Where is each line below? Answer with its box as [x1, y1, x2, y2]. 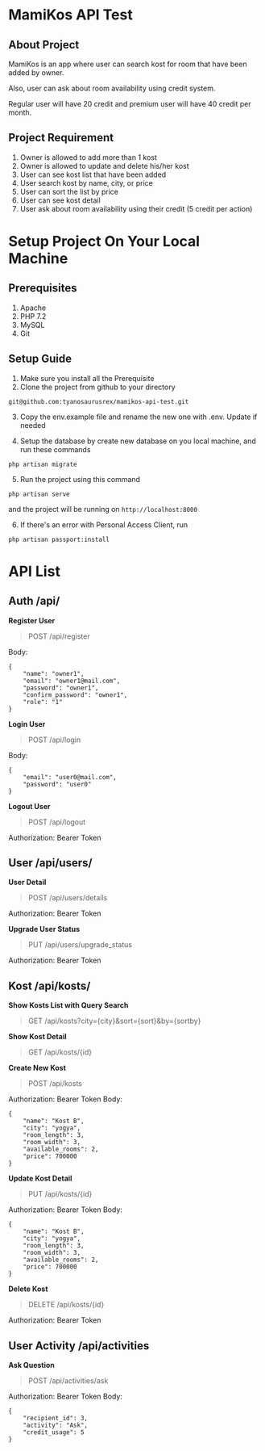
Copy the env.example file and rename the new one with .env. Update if [19, 412, 258, 421]
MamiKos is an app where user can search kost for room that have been [8, 59, 247, 69]
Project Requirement [8, 131, 114, 145]
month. [8, 107, 32, 117]
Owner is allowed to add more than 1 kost [19, 152, 157, 162]
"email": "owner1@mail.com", [23, 677, 121, 685]
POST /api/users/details [27, 893, 108, 903]
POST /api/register [27, 631, 90, 641]
